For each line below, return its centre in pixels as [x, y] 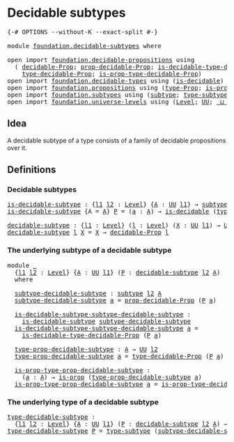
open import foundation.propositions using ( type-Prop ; [104, 88]
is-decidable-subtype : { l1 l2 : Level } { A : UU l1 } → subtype [117, 205]
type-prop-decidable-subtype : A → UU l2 [86, 349]
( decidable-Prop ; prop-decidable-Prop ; [84, 67]
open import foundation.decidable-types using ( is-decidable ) [116, 81]
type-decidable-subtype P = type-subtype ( [83, 431]
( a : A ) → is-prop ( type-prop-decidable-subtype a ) [112, 377]
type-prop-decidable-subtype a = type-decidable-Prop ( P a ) [119, 356]
